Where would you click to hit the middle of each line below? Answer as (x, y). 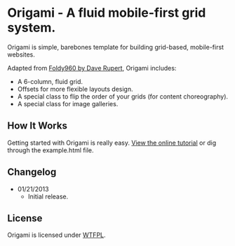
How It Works (38, 126)
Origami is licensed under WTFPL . (57, 235)
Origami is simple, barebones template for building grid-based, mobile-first (116, 47)
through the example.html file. (51, 150)
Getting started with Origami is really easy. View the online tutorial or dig (112, 143)
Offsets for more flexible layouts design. (75, 89)
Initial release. (48, 196)
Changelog (32, 172)
